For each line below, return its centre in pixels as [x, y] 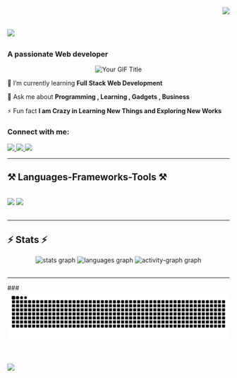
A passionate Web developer [58, 54]
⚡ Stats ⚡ [28, 240]
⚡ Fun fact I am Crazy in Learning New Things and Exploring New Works [115, 111]
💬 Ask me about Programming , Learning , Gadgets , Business [99, 97]
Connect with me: [38, 132]
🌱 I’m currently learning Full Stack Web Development [85, 83]
